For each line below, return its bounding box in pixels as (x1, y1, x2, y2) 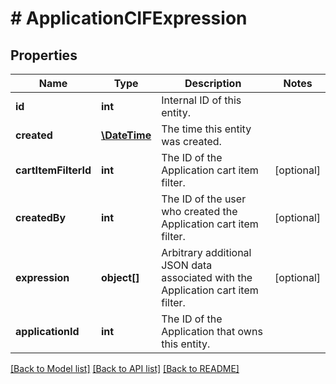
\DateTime (101, 128, 152, 142)
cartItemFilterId (15, 163, 92, 177)
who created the (161, 205, 238, 218)
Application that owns (161, 325, 263, 338)
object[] (101, 271, 140, 284)
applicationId (15, 325, 80, 338)
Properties (10, 47, 78, 64)
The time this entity (161, 122, 252, 136)
